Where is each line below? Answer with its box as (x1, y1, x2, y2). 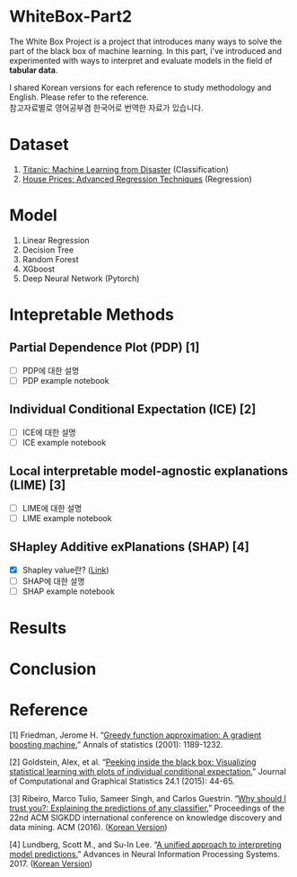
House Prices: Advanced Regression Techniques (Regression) (22, 173, 253, 184)
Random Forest (22, 253, 79, 264)
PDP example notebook (22, 375, 109, 385)
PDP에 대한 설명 (22, 365, 80, 376)
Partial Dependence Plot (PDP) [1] (9, 340, 200, 356)
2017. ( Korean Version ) (9, 858, 92, 869)
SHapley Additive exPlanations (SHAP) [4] (9, 539, 249, 554)
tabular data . (9, 65, 58, 75)
